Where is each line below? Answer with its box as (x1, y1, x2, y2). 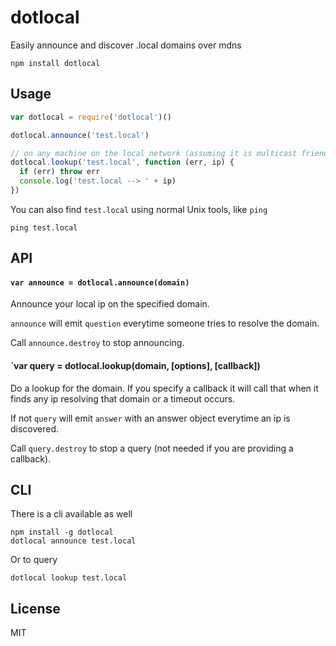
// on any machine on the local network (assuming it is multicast (10, 148, 298, 158)
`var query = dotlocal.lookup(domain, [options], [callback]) (10, 360, 261, 372)
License (10, 600, 61, 617)
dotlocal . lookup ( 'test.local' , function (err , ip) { (10, 157, 235, 168)
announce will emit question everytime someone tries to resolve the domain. (10, 317, 320, 330)
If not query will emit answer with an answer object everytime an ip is (10, 412, 291, 424)
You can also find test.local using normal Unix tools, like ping (10, 203, 268, 215)
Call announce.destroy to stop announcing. (10, 337, 185, 349)
